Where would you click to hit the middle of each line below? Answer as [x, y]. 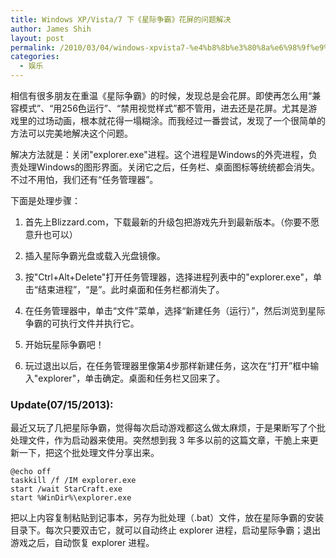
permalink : [33, 47]
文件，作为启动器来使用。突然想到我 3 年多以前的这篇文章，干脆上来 [168, 440]
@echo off [31, 472]
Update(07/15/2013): [62, 404]
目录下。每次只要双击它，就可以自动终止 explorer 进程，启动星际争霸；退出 [166, 530]
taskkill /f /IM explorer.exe [73, 481]
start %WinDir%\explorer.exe [71, 498]
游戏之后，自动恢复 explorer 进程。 [82, 543]
